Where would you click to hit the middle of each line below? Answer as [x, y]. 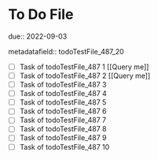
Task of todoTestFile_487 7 [63, 120]
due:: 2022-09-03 [38, 36]
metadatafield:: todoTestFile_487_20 [66, 51]
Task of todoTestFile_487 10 [64, 146]
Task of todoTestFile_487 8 [63, 129]
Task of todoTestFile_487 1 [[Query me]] [84, 67]
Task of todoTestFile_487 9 [63, 138]
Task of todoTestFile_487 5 [63, 102]
